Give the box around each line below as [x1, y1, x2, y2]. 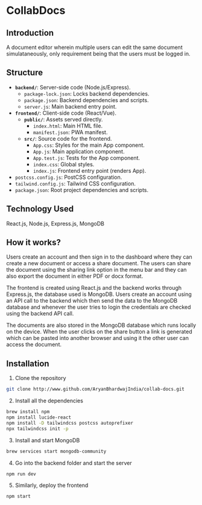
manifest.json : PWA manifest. [33, 128, 108, 136]
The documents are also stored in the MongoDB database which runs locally [6, 321, 197, 329]
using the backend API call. [6, 310, 74, 317]
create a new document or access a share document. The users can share [6, 260, 191, 267]
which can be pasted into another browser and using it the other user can [6, 335, 189, 342]
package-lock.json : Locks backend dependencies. [24, 90, 150, 97]
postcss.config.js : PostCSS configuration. [14, 173, 122, 181]
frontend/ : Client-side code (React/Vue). [14, 109, 116, 117]
